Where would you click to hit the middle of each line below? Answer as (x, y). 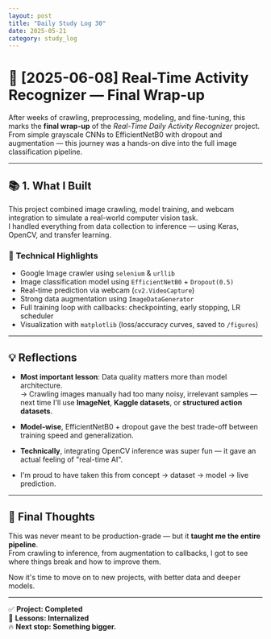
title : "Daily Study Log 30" (57, 23)
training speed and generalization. (77, 435)
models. (22, 586)
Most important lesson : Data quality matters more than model (123, 377)
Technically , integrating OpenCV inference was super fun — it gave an (138, 451)
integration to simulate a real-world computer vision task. (103, 218)
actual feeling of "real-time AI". (71, 459)
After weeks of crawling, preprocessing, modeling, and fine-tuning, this (127, 118)
